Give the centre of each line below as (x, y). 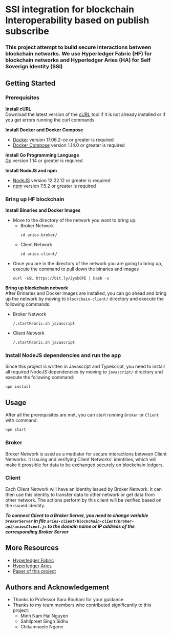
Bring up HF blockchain (35, 199)
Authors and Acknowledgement (57, 587)
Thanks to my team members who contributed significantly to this (82, 605)
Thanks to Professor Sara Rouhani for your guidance (68, 600)
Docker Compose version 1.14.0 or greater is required (69, 145)
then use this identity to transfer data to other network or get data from (80, 494)
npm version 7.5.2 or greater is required (54, 186)
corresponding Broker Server (37, 531)
